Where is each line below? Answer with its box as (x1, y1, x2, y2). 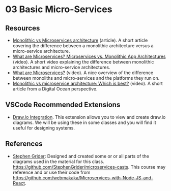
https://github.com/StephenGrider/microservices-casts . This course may (12, 164, 166, 170)
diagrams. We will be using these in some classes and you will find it (12, 119, 156, 125)
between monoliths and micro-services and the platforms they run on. (12, 75, 160, 81)
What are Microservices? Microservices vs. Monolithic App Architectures (12, 53, 166, 59)
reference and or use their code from (12, 169, 91, 175)
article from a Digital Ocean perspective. (12, 86, 98, 92)
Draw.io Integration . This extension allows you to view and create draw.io (12, 114, 166, 120)
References (5, 140, 43, 148)
